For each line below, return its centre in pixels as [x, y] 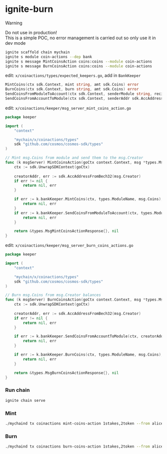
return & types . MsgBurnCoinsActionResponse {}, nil [67, 373]
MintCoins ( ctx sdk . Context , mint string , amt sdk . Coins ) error [72, 85]
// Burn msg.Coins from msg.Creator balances [53, 295]
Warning [14, 23]
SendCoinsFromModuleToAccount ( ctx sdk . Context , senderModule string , [79, 94]
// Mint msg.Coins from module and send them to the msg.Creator [74, 158]
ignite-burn [29, 9]
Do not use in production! [31, 32]
